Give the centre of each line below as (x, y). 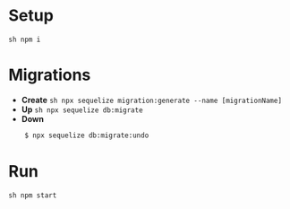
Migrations (50, 75)
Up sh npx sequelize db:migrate (82, 109)
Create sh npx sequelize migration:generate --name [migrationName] (152, 100)
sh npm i (25, 39)
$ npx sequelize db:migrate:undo (87, 135)
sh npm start (33, 195)
